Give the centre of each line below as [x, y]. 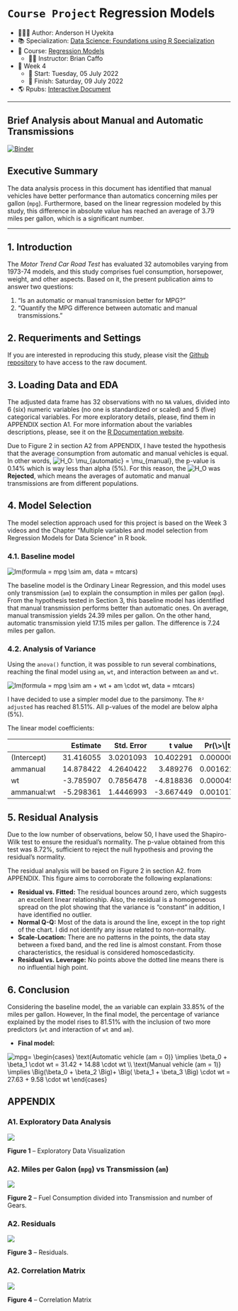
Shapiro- [214, 835]
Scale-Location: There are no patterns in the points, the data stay [114, 937]
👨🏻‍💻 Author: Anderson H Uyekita [66, 33]
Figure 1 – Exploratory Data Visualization [66, 1151]
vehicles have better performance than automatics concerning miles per [113, 196]
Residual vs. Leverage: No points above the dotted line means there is [121, 960]
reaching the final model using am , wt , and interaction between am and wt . [113, 672]
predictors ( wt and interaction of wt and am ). [71, 1030]
